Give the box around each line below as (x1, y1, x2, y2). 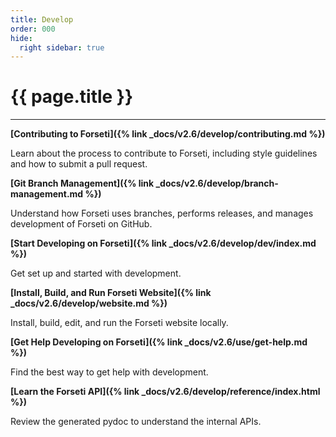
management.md (10, 188, 84, 200)
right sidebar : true (19, 42, 105, 53)
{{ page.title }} (10, 86, 134, 108)
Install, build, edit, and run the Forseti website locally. (10, 317, 229, 329)
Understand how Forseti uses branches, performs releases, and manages (10, 207, 314, 220)
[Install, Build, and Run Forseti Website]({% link (10, 287, 212, 299)
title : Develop (10, 14, 74, 25)
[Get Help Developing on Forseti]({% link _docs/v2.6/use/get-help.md (10, 336, 308, 348)
